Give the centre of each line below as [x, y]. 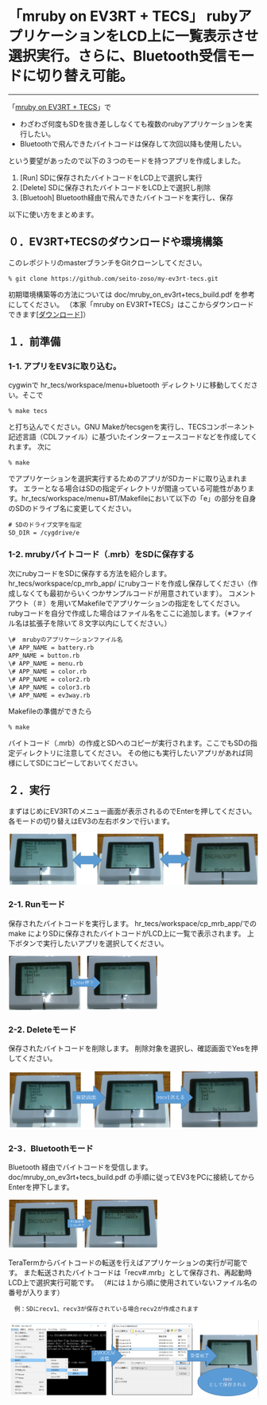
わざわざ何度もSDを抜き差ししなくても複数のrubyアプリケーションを [133, 123]
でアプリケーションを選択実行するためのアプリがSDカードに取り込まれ [124, 479]
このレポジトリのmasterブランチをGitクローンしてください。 [107, 263]
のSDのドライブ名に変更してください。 [72, 508]
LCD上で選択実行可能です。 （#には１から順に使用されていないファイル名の [133, 1282]
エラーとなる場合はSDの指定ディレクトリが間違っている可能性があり [135, 488]
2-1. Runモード [37, 905]
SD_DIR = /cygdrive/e [44, 533]
